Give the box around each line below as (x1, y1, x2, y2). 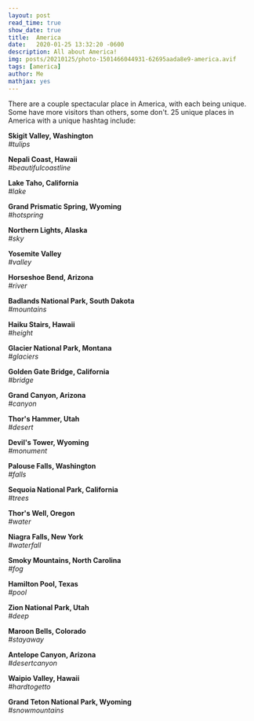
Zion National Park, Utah (8, 602, 89, 612)
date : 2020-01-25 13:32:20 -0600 (8, 41, 125, 49)
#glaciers (8, 351, 39, 361)
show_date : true (8, 26, 61, 34)
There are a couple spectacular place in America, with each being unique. (8, 99, 247, 109)
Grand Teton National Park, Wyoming (8, 697, 132, 706)
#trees (8, 493, 30, 502)
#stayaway (8, 635, 45, 644)
